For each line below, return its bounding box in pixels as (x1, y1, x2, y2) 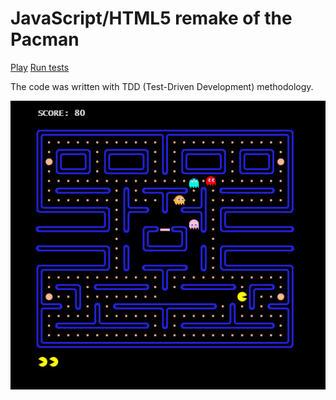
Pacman (10, 28, 80, 51)
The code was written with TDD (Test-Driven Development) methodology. (10, 80, 314, 92)
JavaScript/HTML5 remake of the (10, 7, 293, 30)
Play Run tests (10, 61, 70, 73)
